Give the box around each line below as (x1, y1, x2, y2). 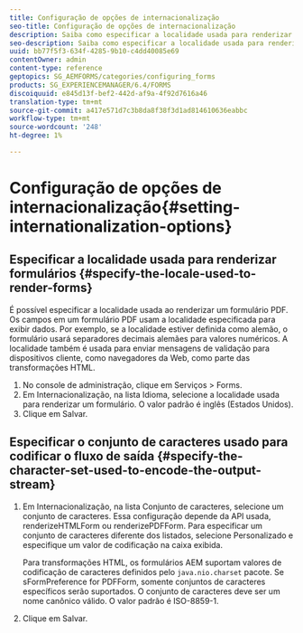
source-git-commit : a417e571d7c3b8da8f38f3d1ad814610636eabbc (9, 106, 248, 115)
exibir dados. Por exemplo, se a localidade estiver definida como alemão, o (9, 323, 289, 335)
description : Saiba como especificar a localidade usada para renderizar (9, 30, 293, 39)
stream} (9, 477, 56, 493)
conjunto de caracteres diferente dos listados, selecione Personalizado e (22, 530, 294, 541)
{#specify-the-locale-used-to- (78, 266, 257, 281)
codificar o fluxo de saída (9, 449, 155, 464)
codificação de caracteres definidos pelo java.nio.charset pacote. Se (22, 566, 284, 577)
